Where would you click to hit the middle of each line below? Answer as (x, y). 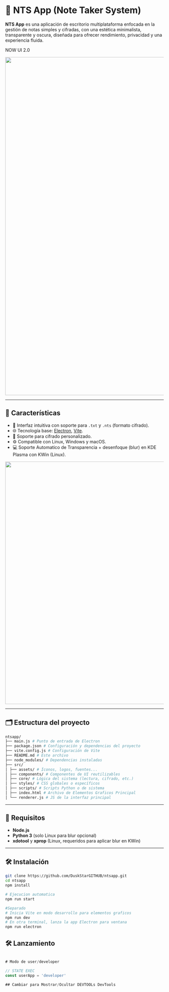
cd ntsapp (16, 881)
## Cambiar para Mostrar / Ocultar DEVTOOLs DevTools (60, 984)
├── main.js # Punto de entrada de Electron (53, 741)
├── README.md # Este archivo (37, 755)
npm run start (20, 899)
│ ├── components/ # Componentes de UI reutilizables (63, 774)
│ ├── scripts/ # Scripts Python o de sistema (55, 788)
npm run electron (23, 927)
